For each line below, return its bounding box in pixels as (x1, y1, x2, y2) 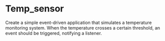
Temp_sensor (5, 3, 64, 14)
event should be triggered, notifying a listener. (5, 30, 102, 36)
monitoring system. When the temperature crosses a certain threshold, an (5, 24, 160, 30)
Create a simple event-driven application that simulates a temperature (5, 19, 152, 25)
